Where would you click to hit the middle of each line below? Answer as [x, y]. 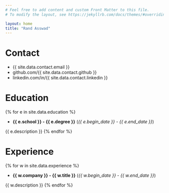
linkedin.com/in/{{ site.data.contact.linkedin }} [60, 78]
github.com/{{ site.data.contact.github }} [55, 72]
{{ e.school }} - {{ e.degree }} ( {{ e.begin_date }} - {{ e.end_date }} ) [83, 122]
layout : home [19, 24]
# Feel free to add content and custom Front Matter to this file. [77, 10]
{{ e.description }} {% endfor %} [39, 132]
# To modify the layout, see [36, 15]
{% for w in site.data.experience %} [42, 166]
